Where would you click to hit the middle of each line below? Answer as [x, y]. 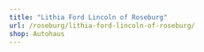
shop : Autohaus [37, 33]
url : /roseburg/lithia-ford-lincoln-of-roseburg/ [102, 26]
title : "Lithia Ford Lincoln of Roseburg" [88, 17]
